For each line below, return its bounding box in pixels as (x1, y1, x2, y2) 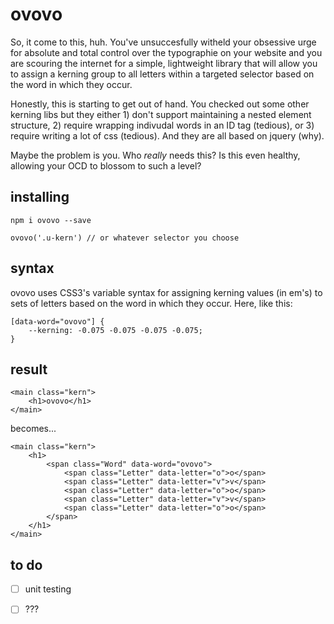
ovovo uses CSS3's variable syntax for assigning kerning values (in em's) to (10, 286, 323, 298)
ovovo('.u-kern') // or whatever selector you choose (10, 233, 240, 243)
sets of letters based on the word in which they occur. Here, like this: (10, 297, 293, 309)
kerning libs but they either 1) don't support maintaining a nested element (10, 108, 312, 120)
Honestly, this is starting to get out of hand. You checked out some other (10, 98, 310, 110)
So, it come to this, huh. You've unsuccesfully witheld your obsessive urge (10, 36, 317, 48)
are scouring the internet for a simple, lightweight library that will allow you (10, 57, 318, 69)
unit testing (24, 583, 72, 595)
